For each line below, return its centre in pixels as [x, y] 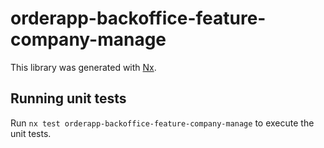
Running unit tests [68, 98]
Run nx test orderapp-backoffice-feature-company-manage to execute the [162, 123]
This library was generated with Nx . [83, 67]
